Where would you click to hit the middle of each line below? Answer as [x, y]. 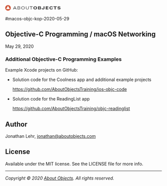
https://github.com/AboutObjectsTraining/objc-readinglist [71, 108]
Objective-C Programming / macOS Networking [80, 34]
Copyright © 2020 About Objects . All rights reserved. [60, 178]
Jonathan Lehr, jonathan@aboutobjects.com [50, 136]
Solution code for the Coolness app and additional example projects [82, 80]
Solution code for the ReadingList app [51, 99]
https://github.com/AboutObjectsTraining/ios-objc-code [70, 90]
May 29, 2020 [19, 46]
